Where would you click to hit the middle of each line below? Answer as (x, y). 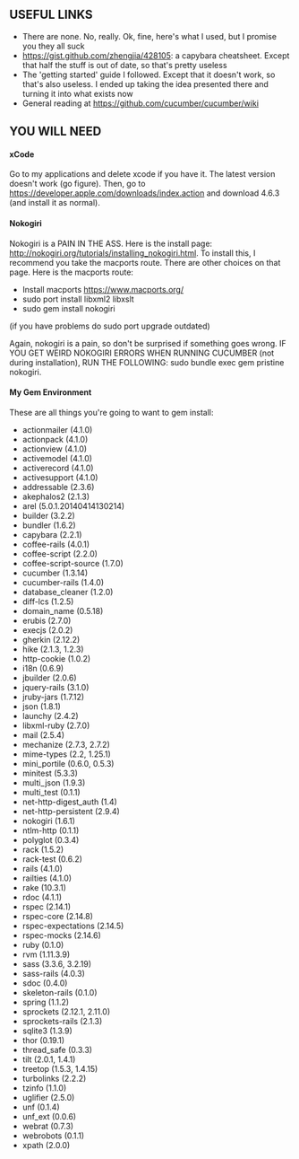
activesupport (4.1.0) (60, 477)
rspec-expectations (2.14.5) (73, 926)
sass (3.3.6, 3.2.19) (57, 963)
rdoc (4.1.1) (42, 897)
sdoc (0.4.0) (45, 983)
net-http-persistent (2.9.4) (71, 811)
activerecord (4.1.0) (58, 468)
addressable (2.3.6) (58, 487)
